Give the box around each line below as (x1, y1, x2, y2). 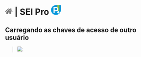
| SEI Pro (14, 6, 49, 18)
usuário (5, 33, 29, 41)
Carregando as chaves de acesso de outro (5, 26, 137, 34)
